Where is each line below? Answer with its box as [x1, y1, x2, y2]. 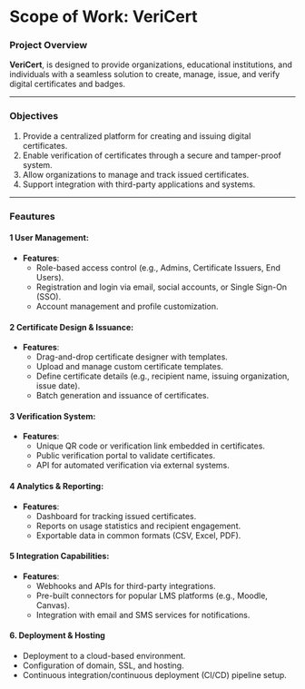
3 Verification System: [9, 410, 96, 421]
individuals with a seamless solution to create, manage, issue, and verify [9, 69, 280, 80]
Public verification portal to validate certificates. [35, 450, 216, 461]
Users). [35, 271, 64, 282]
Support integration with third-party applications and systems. [22, 179, 256, 190]
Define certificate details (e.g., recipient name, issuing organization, [35, 370, 290, 382]
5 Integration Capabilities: [9, 551, 110, 562]
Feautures [9, 210, 56, 222]
